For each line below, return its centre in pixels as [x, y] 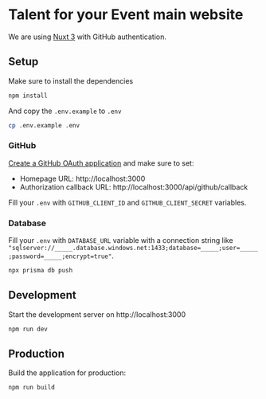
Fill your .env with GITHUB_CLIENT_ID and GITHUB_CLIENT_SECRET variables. [127, 202]
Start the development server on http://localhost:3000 [97, 314]
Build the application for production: [67, 373]
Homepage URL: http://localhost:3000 [82, 178]
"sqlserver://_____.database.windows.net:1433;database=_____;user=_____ [133, 248]
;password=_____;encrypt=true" [60, 256]
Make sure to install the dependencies [71, 80]
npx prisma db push [41, 271]
